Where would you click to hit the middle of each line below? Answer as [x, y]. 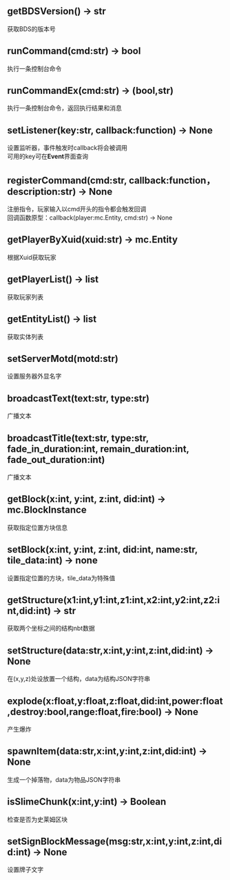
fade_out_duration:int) [56, 460]
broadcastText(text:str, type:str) [79, 398]
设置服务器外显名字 [34, 376]
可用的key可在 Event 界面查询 [48, 156]
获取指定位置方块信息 [37, 527]
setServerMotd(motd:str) [63, 358]
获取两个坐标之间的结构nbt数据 [51, 629]
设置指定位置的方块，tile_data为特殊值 [61, 578]
